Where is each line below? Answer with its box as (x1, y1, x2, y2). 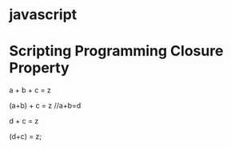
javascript (9, 6, 78, 24)
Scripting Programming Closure (9, 42, 224, 61)
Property (9, 59, 70, 77)
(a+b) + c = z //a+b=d (9, 101, 82, 111)
